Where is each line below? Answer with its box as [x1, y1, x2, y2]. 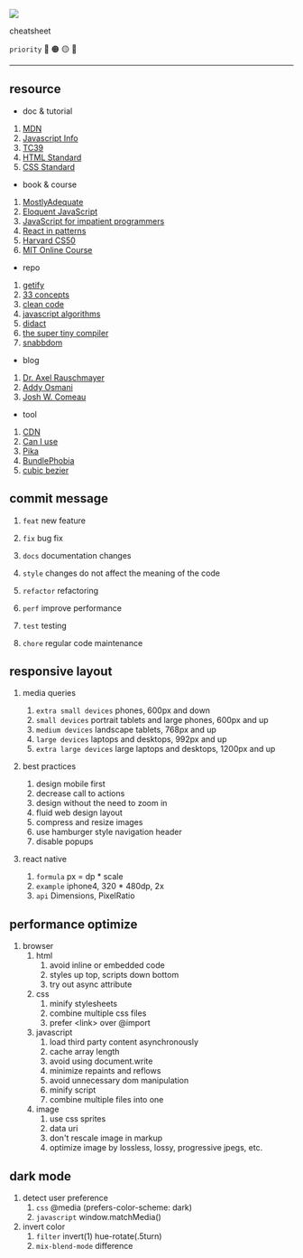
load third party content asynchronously [49, 1037, 199, 1047]
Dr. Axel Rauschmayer [22, 371, 106, 383]
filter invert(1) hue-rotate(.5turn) [35, 1231, 162, 1242]
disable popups [35, 836, 94, 847]
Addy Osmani [22, 381, 74, 392]
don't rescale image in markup [49, 1132, 163, 1143]
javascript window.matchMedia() [35, 1212, 162, 1223]
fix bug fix [22, 532, 63, 543]
